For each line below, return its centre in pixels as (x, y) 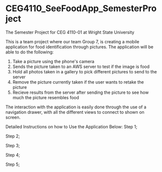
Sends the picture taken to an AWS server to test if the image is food (81, 67)
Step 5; (13, 164)
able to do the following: (30, 52)
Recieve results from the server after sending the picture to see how (81, 92)
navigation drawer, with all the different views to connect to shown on (75, 112)
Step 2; (13, 136)
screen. (13, 117)
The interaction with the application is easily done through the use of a (76, 107)
